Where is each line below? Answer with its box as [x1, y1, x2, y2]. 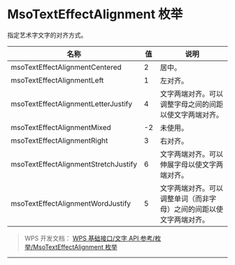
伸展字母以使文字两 [159, 159, 224, 169]
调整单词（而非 [159, 194, 210, 203]
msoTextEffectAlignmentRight [10, 136, 108, 145]
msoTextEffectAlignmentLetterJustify [10, 99, 133, 108]
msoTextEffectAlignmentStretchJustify [10, 159, 138, 169]
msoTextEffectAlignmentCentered [10, 62, 122, 72]
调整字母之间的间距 [159, 99, 224, 109]
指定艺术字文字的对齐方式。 [7, 31, 87, 39]
